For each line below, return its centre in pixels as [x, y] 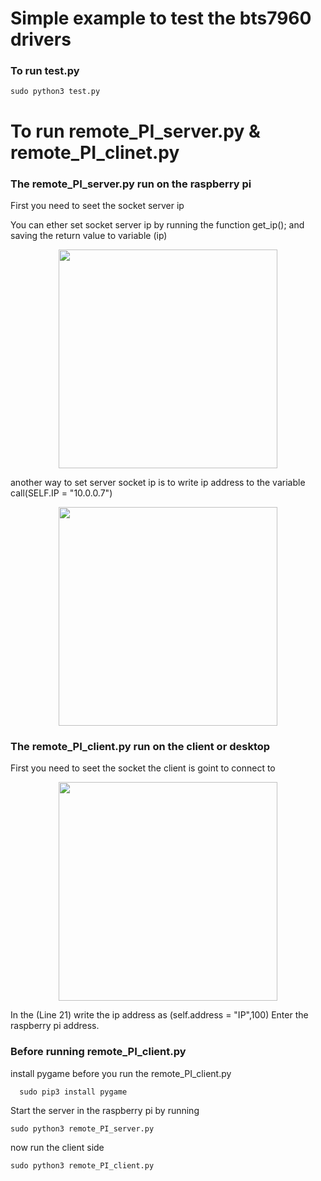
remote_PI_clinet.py [95, 152]
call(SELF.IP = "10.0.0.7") [61, 493]
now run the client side [57, 1147]
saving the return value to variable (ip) [89, 235]
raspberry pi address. [55, 1026]
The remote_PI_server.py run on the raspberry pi [131, 184]
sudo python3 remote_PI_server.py [82, 1128]
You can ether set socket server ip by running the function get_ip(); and [157, 224]
